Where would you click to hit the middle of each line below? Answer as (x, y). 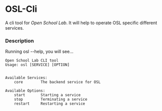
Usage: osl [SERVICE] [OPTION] (37, 65)
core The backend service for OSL (57, 82)
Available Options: (25, 91)
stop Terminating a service (51, 100)
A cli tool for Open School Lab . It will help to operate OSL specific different (81, 23)
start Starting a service (47, 95)
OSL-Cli (21, 9)
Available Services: (27, 78)
